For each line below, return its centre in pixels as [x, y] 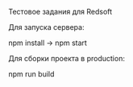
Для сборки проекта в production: [66, 58]
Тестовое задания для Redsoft [60, 12]
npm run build [31, 74]
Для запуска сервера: [46, 27]
